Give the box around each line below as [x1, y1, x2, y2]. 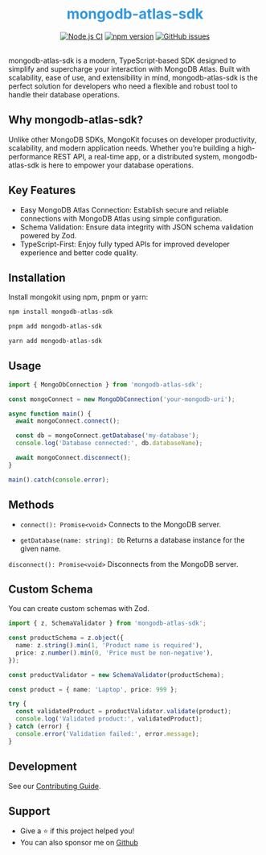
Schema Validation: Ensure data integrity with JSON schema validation [19, 222, 254, 232]
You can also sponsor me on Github [19, 838, 139, 848]
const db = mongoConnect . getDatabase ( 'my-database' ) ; [15, 432, 199, 440]
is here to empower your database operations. [41, 160, 194, 170]
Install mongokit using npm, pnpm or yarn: [8, 292, 149, 302]
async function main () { [8, 410, 92, 418]
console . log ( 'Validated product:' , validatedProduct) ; [15, 715, 203, 723]
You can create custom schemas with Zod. [8, 604, 150, 613]
